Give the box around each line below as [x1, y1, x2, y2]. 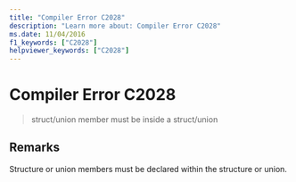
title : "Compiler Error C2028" [9, 12, 126, 22]
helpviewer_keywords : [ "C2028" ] [9, 46, 129, 55]
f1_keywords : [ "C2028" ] [9, 37, 98, 47]
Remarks [9, 140, 61, 155]
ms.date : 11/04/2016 [9, 29, 86, 38]
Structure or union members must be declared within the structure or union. [9, 163, 288, 174]
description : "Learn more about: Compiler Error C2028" [9, 21, 221, 30]
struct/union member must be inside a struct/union [30, 114, 218, 125]
